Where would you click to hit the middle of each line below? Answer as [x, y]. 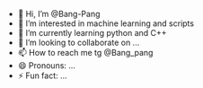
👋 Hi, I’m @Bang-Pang [59, 14]
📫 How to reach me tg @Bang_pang [85, 53]
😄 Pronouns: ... [47, 66]
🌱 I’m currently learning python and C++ [93, 33]
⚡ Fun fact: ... [42, 75]
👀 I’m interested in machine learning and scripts [106, 23]
